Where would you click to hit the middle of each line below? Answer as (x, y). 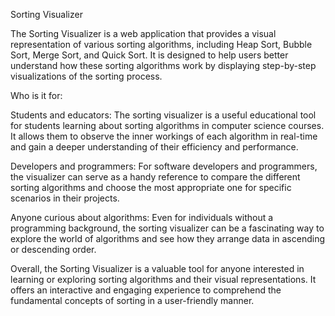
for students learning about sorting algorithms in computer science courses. (167, 125)
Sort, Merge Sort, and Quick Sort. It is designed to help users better (149, 55)
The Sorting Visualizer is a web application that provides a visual (143, 33)
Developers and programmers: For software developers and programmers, (164, 166)
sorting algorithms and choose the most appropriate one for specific (151, 187)
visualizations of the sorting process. (86, 76)
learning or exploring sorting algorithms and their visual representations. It (163, 279)
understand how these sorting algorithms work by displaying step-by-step (163, 65)
